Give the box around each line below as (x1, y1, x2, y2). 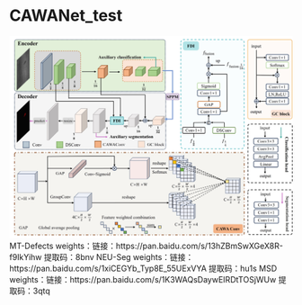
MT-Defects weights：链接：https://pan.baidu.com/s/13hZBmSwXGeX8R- (9, 240, 283, 251)
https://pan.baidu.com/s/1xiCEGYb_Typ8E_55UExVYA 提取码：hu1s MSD (9, 263, 278, 274)
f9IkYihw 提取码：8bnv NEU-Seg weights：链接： (9, 251, 194, 262)
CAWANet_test (9, 5, 123, 26)
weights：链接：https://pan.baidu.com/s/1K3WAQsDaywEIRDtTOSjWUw (9, 274, 277, 284)
